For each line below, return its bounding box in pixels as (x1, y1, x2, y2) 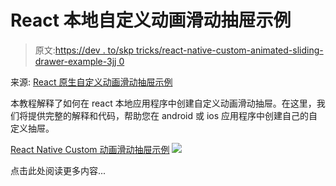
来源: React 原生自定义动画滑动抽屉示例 (10, 76, 173, 88)
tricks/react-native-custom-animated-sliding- (136, 44, 324, 56)
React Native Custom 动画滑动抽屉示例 (10, 143, 170, 155)
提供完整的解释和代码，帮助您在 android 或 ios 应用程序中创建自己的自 (27, 109, 318, 121)
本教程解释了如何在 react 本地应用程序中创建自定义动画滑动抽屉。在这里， (10, 97, 317, 109)
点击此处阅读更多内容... (10, 164, 107, 176)
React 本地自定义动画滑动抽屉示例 (10, 9, 292, 32)
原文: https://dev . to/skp (34, 44, 135, 56)
